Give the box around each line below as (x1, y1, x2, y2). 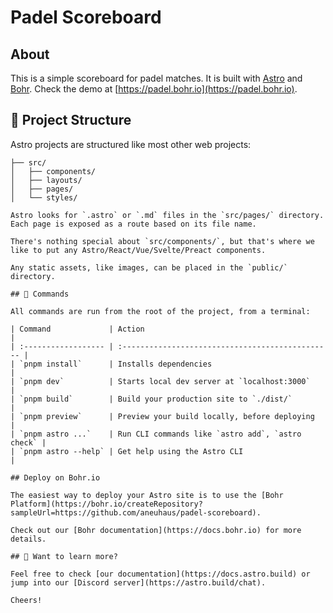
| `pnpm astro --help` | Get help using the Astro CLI (10, 446, 244, 456)
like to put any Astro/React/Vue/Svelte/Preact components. (10, 245, 267, 255)
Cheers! (10, 595, 43, 605)
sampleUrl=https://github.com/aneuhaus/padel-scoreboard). (10, 507, 262, 518)
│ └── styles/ (10, 192, 78, 203)
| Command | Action (10, 324, 145, 334)
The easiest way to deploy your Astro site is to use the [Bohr (10, 490, 284, 500)
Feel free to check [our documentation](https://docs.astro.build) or (10, 569, 311, 579)
